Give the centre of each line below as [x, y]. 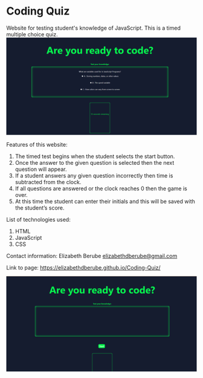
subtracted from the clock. [48, 182]
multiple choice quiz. [32, 34]
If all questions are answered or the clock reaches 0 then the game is [101, 188]
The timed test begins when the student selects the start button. [95, 156]
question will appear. [41, 169]
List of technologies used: [38, 219]
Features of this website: [37, 144]
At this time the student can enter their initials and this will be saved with [105, 201]
